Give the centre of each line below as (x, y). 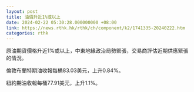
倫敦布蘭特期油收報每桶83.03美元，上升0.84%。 (65, 70)
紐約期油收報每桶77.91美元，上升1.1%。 (53, 83)
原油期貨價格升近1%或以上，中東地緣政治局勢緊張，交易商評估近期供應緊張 (97, 51)
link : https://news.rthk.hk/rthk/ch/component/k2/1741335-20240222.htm (96, 28)
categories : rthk (27, 33)
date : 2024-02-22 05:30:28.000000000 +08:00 (61, 22)
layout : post (22, 11)
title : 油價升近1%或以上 (33, 17)
